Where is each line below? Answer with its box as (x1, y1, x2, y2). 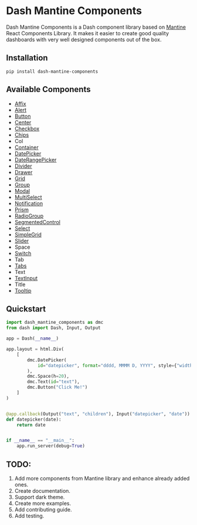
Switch (14, 249, 32, 256)
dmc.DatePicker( (27, 357, 67, 363)
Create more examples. (14, 500, 72, 507)
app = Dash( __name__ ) (6, 336, 59, 341)
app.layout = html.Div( (6, 346, 64, 352)
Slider (14, 237, 29, 244)
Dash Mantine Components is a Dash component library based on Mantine (6, 23, 186, 31)
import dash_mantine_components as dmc (6, 320, 104, 326)
